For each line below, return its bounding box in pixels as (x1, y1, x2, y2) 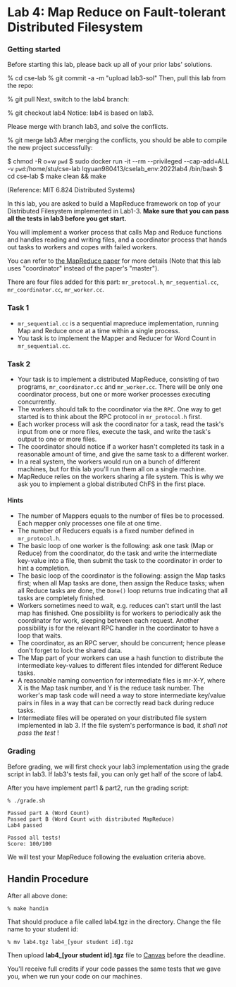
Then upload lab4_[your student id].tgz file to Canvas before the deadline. (7, 951, 225, 960)
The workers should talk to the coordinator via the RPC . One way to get (17, 405, 222, 414)
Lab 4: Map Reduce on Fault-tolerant (7, 4, 226, 20)
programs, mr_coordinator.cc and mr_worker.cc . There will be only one (17, 383, 223, 391)
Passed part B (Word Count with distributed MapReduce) (7, 815, 175, 823)
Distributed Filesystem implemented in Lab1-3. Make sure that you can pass (7, 207, 229, 216)
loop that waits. (17, 631, 63, 640)
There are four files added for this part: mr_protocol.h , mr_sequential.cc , (7, 278, 219, 286)
